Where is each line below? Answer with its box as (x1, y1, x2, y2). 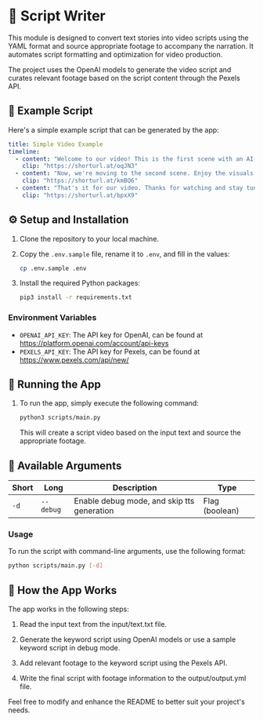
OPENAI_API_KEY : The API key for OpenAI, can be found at (19, 330, 204, 340)
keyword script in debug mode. (19, 643, 121, 653)
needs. (8, 705, 31, 715)
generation (74, 505, 114, 516)
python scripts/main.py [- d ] (8, 562, 103, 570)
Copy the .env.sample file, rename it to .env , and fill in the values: (19, 249, 230, 258)
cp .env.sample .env (19, 264, 87, 272)
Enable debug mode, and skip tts (74, 496, 195, 507)
